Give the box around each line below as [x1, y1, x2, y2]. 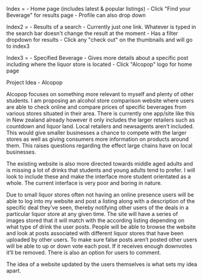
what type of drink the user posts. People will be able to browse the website [6, 223, 196, 230]
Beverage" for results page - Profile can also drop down [6, 11, 146, 19]
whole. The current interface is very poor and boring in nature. [6, 180, 162, 186]
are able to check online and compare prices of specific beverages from [6, 103, 187, 111]
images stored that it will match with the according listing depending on [6, 217, 185, 224]
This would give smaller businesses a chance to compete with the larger [6, 129, 187, 136]
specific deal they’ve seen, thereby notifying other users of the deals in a [6, 204, 189, 211]
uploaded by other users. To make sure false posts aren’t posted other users [6, 236, 198, 243]
